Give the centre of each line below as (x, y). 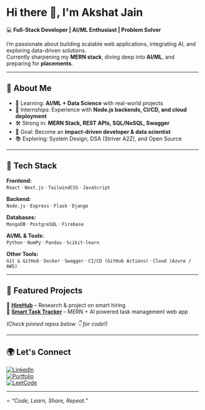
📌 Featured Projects (45, 291)
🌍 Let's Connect (39, 352)
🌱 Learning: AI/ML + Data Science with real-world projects (89, 103)
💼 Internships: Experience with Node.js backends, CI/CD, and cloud (101, 109)
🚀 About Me (29, 88)
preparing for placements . (40, 63)
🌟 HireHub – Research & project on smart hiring (66, 306)
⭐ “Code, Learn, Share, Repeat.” (47, 401)
